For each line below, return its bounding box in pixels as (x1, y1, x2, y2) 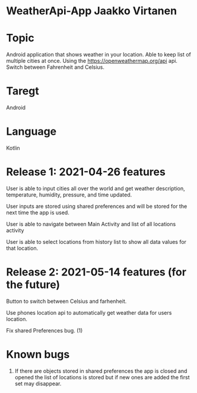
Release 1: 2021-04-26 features (6, 165, 166, 179)
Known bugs (6, 348, 70, 362)
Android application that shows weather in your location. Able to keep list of (6, 51, 192, 58)
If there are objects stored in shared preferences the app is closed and (14, 367, 188, 375)
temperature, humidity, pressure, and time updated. (6, 191, 132, 198)
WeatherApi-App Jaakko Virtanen (6, 4, 177, 18)
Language (6, 125, 57, 138)
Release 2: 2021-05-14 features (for (6, 265, 187, 279)
